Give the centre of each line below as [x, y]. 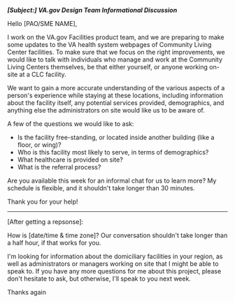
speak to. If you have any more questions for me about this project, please [114, 271]
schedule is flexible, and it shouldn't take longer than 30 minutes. [101, 188]
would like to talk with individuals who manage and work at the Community [115, 59]
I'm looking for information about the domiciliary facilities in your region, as [115, 256]
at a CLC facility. [43, 74]
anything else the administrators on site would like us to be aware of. [106, 110]
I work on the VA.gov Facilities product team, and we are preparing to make [116, 37]
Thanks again [27, 292]
